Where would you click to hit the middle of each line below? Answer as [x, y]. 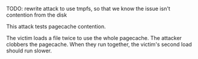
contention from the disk [37, 15]
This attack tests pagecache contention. [56, 27]
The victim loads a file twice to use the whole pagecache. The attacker [94, 38]
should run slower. [29, 51]
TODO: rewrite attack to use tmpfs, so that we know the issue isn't [88, 9]
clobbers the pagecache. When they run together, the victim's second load [99, 44]
